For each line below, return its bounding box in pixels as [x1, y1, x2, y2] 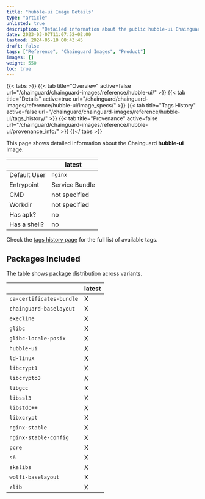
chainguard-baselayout [9, 306, 75, 312]
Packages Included [6, 254, 81, 264]
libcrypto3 [9, 375, 41, 382]
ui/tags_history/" [6, 115, 48, 122]
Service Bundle [51, 181, 96, 189]
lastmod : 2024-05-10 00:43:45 [6, 37, 84, 43]
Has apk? [9, 210, 37, 219]
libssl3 [9, 395, 32, 401]
